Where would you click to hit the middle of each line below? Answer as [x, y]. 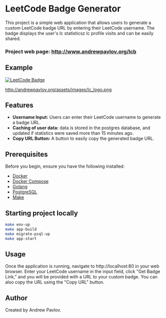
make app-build [21, 229]
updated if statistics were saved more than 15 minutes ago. [73, 133]
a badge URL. [26, 123]
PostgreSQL [25, 192]
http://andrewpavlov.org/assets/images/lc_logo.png [58, 89]
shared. [13, 39]
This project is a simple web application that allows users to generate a [78, 23]
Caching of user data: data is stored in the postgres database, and [81, 128]
